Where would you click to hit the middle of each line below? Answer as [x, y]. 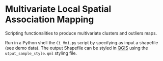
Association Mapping [50, 19]
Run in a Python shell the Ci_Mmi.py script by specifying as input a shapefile [81, 42]
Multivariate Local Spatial [58, 9]
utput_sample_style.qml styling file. [41, 53]
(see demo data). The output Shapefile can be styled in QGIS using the [77, 48]
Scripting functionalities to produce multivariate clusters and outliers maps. [81, 33]
